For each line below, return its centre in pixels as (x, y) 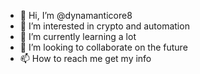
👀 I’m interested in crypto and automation (104, 26)
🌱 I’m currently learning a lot (78, 36)
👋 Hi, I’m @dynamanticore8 (76, 15)
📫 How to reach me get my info (85, 58)
